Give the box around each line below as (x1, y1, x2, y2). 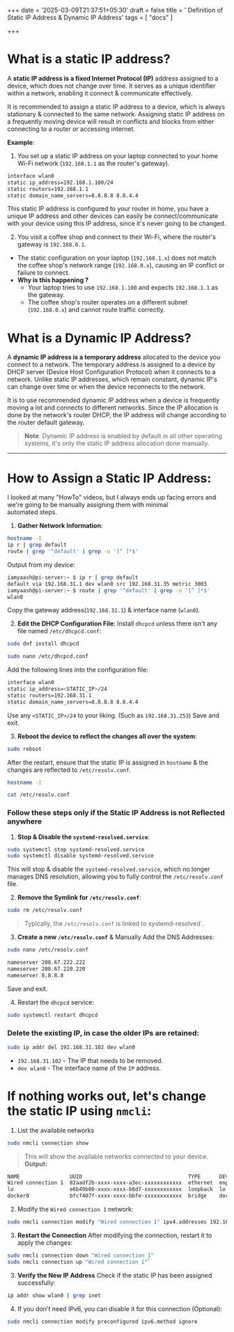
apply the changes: (17, 1238, 73, 1246)
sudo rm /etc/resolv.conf (7, 907, 82, 914)
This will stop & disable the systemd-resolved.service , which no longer (7, 865, 210, 874)
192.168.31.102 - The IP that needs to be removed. (17, 1056, 164, 1064)
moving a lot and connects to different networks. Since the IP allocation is (7, 403, 219, 412)
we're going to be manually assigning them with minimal (7, 501, 169, 509)
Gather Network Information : (17, 522, 103, 530)
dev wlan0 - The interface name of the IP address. (17, 1064, 162, 1072)
